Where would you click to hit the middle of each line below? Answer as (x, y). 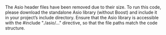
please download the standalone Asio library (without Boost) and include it (81, 12)
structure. (15, 28)
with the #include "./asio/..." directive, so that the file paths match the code (81, 23)
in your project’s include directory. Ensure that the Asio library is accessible (82, 17)
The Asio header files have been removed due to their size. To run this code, (83, 7)
